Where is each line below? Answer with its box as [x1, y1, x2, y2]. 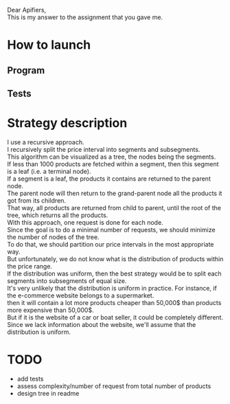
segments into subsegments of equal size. [7, 276, 127, 284]
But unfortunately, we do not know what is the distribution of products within [7, 254, 224, 263]
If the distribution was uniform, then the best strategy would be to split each [7, 269, 222, 278]
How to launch [7, 37, 91, 53]
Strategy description [7, 115, 128, 131]
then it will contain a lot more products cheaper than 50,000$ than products [7, 298, 222, 306]
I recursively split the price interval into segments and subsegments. [7, 145, 200, 153]
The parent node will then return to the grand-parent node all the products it [7, 189, 222, 197]
